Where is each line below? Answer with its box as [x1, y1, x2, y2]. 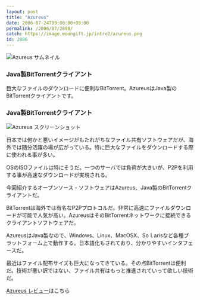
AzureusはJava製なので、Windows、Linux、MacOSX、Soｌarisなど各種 [6, 231, 184, 239]
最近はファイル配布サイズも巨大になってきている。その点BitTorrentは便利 [6, 259, 186, 267]
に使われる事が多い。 [6, 151, 58, 158]
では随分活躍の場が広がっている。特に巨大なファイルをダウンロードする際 [11, 143, 194, 151]
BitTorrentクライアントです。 [6, 92, 77, 99]
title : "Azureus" [6, 14, 49, 20]
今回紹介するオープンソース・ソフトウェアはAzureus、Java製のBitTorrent [6, 183, 187, 191]
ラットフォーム [6, 239, 43, 246]
